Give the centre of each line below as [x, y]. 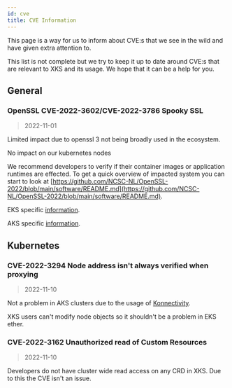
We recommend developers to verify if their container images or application [116, 167]
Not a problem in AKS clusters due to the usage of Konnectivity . [99, 303]
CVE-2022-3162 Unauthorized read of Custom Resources [107, 342]
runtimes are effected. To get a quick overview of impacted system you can [116, 174]
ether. [16, 324]
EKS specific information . [44, 210]
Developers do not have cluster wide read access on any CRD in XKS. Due [114, 371]
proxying [23, 274]
